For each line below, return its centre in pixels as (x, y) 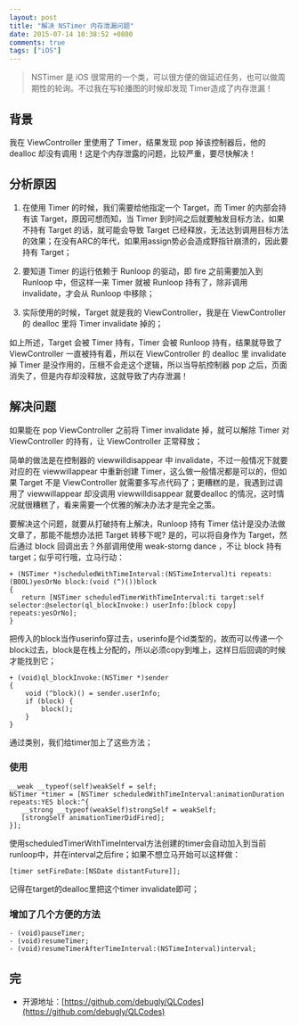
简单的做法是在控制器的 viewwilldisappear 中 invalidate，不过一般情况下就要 (149, 459)
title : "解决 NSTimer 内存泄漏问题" (72, 26)
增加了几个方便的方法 (55, 914)
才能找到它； (32, 660)
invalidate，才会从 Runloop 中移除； (88, 293)
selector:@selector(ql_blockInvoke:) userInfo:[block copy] (123, 605)
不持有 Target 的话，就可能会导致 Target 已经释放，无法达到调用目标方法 (155, 229)
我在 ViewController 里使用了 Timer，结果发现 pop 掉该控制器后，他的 (137, 142)
